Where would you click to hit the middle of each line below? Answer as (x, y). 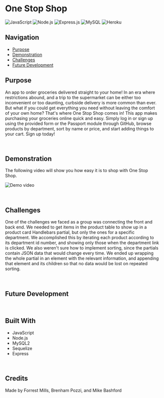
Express (20, 353)
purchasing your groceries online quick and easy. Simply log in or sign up (79, 118)
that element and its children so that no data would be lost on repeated (76, 264)
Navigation (22, 37)
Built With (20, 321)
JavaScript (23, 333)
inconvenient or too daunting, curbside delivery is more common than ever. (81, 102)
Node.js (20, 338)
